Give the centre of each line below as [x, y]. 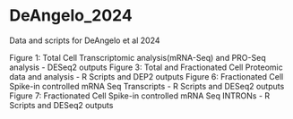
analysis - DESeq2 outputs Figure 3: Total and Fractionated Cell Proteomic [146, 67]
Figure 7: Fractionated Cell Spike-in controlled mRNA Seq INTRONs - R [140, 96]
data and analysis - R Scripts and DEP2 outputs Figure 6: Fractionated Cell [146, 76]
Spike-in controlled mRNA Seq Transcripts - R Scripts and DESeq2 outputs [147, 86]
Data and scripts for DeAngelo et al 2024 [85, 40]
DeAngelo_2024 [71, 16]
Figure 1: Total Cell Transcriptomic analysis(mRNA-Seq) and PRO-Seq [138, 57]
